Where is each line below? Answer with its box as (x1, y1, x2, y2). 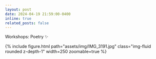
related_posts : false (5, 20, 49, 26)
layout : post (5, 7, 32, 12)
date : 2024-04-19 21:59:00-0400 (5, 12, 71, 16)
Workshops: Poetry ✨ (5, 34, 49, 40)
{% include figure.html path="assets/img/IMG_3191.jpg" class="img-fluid (5, 44, 151, 49)
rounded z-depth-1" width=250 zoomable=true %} (5, 49, 107, 55)
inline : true (5, 16, 32, 21)
